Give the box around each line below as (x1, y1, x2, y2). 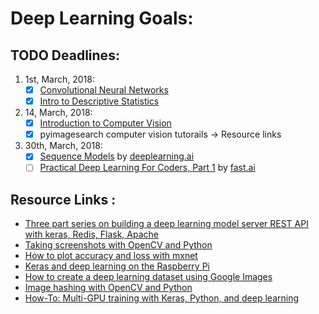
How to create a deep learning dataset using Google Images (24, 271, 273, 283)
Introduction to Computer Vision (39, 117, 172, 129)
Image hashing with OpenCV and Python (24, 282, 193, 294)
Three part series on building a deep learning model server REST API (24, 218, 309, 230)
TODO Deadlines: (10, 47, 120, 64)
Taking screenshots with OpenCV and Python (24, 239, 213, 251)
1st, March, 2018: (24, 73, 95, 85)
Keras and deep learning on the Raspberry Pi (24, 260, 210, 272)
